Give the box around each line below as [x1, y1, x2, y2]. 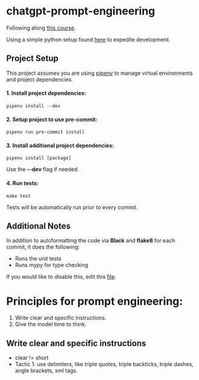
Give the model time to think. [14, 321, 87, 328]
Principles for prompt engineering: [6, 294, 183, 308]
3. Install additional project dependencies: [6, 142, 115, 149]
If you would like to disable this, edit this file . [6, 273, 116, 280]
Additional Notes [6, 221, 71, 231]
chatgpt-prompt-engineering [6, 4, 156, 18]
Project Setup [6, 53, 59, 64]
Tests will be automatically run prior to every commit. [6, 203, 138, 211]
